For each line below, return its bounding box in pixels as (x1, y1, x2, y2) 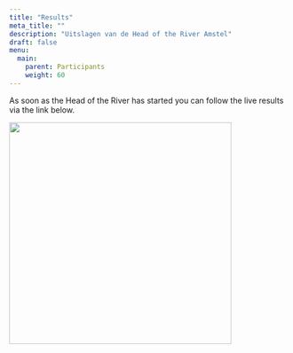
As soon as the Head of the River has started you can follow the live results (9, 95, 284, 106)
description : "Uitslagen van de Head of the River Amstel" (9, 29, 233, 38)
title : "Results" (9, 12, 74, 22)
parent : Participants (25, 63, 105, 72)
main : (17, 54, 38, 63)
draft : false (9, 37, 58, 47)
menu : (9, 46, 29, 55)
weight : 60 (25, 71, 66, 80)
